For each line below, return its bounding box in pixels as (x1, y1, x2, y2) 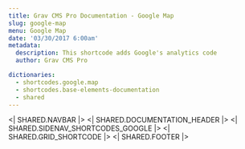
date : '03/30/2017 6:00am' (8, 34, 99, 42)
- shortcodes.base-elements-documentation (15, 86, 160, 94)
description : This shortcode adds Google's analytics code (15, 49, 218, 57)
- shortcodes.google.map (15, 78, 99, 87)
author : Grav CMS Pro (15, 57, 88, 65)
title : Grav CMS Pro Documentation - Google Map (8, 11, 174, 20)
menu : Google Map (8, 26, 67, 34)
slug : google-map (8, 19, 67, 27)
